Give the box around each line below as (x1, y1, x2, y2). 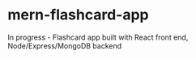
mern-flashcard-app (7, 6, 149, 24)
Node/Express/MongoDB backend (7, 40, 122, 50)
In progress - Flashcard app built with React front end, (7, 32, 189, 42)
